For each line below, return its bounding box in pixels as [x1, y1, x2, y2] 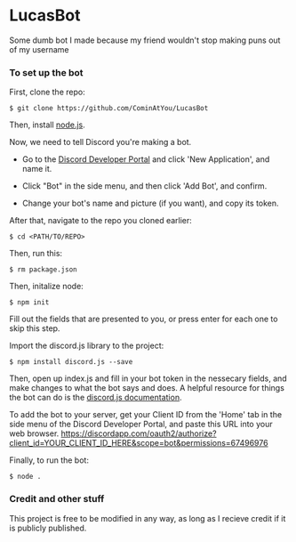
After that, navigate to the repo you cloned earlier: [9, 215, 193, 226]
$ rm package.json [9, 265, 77, 274]
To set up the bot [9, 66, 84, 78]
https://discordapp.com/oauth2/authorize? [60, 428, 217, 439]
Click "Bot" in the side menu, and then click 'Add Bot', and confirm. [21, 181, 268, 191]
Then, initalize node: [9, 281, 84, 292]
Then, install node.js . [9, 119, 86, 130]
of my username [9, 44, 69, 54]
